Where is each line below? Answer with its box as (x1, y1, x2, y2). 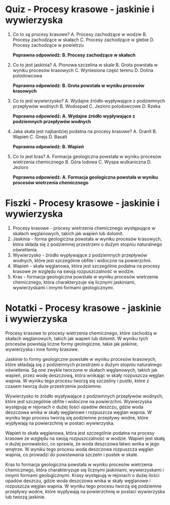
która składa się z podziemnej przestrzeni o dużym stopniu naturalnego (12, 241, 162, 247)
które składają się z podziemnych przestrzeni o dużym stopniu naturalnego (5, 361, 162, 368)
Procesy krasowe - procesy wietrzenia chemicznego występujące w (12, 225, 156, 231)
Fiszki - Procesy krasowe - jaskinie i (5, 198, 160, 209)
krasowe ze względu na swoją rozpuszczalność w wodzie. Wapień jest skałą (5, 435, 165, 441)
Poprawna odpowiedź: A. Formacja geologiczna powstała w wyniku (12, 174, 158, 180)
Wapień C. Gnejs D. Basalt (12, 133, 67, 139)
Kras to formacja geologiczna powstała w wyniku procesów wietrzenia (5, 461, 153, 467)
